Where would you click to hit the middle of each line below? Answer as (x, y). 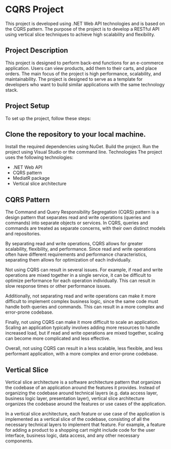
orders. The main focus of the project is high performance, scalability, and (83, 74)
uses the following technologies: (39, 157)
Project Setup (28, 106)
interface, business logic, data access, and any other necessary (72, 435)
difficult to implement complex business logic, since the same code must (82, 301)
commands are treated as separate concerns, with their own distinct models (86, 228)
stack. (12, 90)
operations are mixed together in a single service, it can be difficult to (78, 275)
